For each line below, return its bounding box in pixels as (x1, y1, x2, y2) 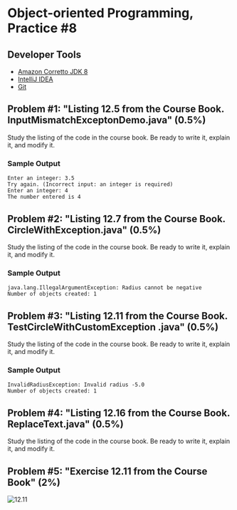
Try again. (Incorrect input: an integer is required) (7, 181, 174, 188)
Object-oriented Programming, (7, 5, 194, 21)
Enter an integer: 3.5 (7, 175, 75, 182)
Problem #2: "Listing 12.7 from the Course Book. (7, 212, 226, 225)
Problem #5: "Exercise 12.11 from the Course (7, 465, 208, 477)
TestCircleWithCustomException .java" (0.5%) (7, 321, 219, 333)
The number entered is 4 (7, 194, 81, 201)
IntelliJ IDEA (17, 75, 53, 83)
